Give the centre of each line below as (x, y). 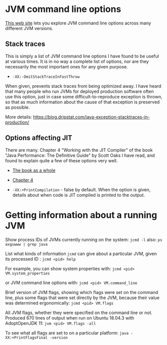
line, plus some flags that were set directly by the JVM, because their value (83, 298)
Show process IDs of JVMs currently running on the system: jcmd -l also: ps (84, 239)
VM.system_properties (28, 273)
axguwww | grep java (27, 244)
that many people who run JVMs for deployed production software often (80, 91)
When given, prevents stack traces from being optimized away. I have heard (83, 86)
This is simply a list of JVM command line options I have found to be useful (82, 56)
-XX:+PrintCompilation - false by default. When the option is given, (81, 189)
